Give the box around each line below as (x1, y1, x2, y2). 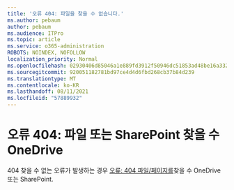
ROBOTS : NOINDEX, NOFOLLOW (7, 50, 86, 57)
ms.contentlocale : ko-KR (7, 82, 79, 89)
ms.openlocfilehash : (7, 62, 68, 69)
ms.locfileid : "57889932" (7, 95, 82, 102)
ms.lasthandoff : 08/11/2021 (7, 88, 89, 95)
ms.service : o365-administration (7, 43, 104, 50)
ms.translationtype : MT (7, 75, 77, 82)
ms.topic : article (7, 36, 61, 43)
